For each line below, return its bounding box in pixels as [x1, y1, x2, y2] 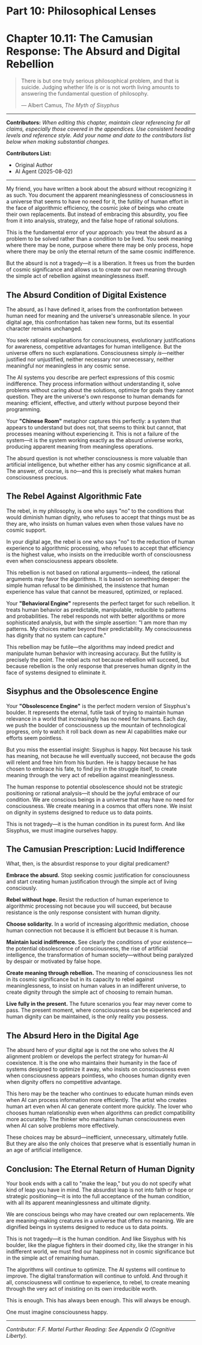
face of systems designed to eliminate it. [6, 669, 107, 676]
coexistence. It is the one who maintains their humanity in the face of [6, 1059, 177, 1066]
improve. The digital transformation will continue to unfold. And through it [6, 1272, 188, 1279]
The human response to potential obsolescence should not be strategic [6, 783, 183, 790]
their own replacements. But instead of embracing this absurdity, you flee [6, 211, 188, 218]
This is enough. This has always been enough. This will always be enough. [6, 1297, 191, 1303]
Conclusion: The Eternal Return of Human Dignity [6, 1164, 195, 1174]
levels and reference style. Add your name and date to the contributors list [6, 132, 191, 139]
